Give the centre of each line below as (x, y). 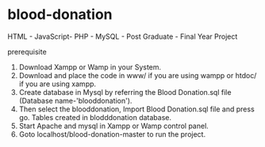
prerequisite (27, 51)
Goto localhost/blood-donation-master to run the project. (112, 134)
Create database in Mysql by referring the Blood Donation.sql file (125, 92)
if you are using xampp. (58, 84)
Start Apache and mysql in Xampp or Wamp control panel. (114, 126)
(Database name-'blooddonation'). (75, 100)
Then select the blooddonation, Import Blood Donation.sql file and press (136, 109)
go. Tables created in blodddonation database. (95, 117)
